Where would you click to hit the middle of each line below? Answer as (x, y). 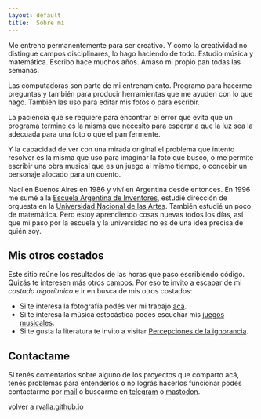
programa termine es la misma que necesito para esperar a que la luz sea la (130, 126)
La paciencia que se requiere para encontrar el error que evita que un (120, 117)
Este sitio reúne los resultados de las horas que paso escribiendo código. (127, 275)
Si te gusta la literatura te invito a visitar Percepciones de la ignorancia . (134, 331)
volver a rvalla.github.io (46, 407)
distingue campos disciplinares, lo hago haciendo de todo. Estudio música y (131, 53)
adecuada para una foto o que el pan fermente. (84, 133)
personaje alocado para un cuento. (65, 174)
